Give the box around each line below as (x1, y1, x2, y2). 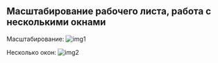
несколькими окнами (6, 17, 106, 28)
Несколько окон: (6, 48, 57, 56)
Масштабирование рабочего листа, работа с (6, 6, 212, 17)
